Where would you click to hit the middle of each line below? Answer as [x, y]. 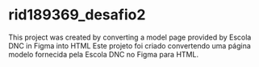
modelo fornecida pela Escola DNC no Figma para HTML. [104, 54]
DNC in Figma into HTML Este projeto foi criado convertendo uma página [130, 45]
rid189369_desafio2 [77, 15]
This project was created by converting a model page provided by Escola [130, 37]
